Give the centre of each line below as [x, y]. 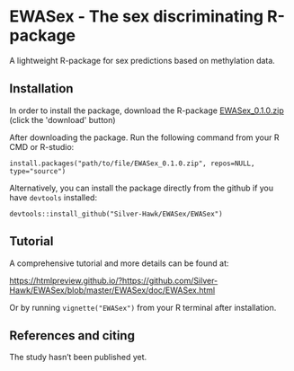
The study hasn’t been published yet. [78, 358]
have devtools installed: [53, 197]
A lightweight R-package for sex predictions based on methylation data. [143, 60]
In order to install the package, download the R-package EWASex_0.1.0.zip [147, 110]
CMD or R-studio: [42, 146]
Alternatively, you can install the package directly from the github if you [142, 188]
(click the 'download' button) [62, 119]
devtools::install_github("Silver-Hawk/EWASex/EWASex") [116, 214]
